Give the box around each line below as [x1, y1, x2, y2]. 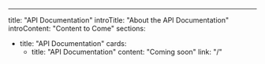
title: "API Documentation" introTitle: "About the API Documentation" [8, 16, 230, 24]
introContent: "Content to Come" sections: [8, 24, 146, 33]
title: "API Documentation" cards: [19, 39, 127, 48]
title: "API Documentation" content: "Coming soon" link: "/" [31, 48, 222, 56]
